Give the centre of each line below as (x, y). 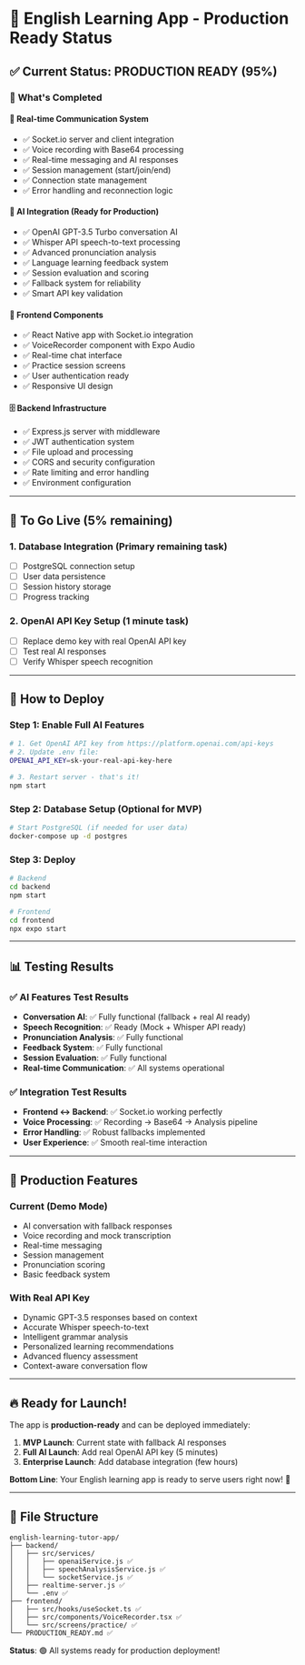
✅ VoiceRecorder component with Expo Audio (108, 346)
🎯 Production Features (74, 1180)
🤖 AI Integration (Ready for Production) (84, 212)
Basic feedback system (66, 1274)
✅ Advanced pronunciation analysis (89, 252)
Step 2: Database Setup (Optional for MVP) (106, 808)
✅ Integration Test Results (68, 1092)
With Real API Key (50, 1298)
